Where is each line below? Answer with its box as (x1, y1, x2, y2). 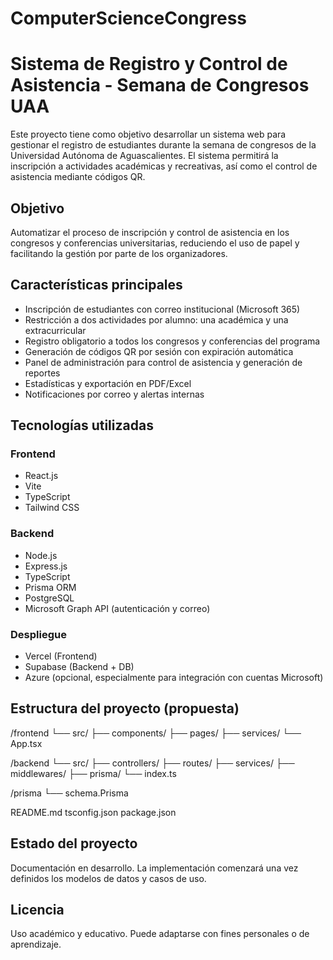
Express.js (24, 560, 68, 572)
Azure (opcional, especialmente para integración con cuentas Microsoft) (24, 672, 324, 684)
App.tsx (10, 737, 43, 749)
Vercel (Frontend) (24, 650, 98, 662)
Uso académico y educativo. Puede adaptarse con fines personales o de (10, 928, 310, 940)
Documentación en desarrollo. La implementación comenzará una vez (10, 862, 299, 874)
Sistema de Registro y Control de (10, 53, 288, 76)
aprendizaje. (10, 938, 62, 951)
